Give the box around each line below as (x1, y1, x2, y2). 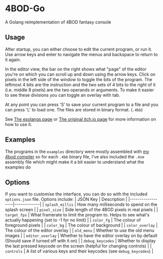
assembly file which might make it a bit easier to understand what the (5, 159, 145, 165)
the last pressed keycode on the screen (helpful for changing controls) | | (5, 243, 152, 249)
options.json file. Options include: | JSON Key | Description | (5, 196, 127, 202)
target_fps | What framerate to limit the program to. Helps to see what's (5, 212, 150, 218)
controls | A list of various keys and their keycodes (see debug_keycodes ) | (5, 248, 153, 254)
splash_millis (45, 202, 74, 208)
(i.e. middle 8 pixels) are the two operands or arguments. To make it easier (5, 86, 154, 93)
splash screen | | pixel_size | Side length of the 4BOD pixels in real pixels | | (5, 207, 158, 213)
